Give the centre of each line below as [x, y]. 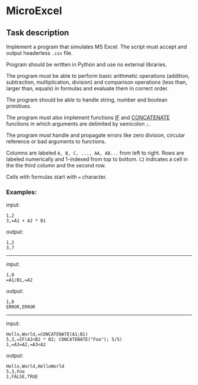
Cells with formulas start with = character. [57, 177]
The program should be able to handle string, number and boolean [87, 100]
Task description [38, 33]
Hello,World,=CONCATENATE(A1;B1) [47, 334]
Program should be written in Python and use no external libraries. [87, 64]
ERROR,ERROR [21, 307]
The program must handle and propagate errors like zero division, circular [96, 135]
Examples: [22, 192]
